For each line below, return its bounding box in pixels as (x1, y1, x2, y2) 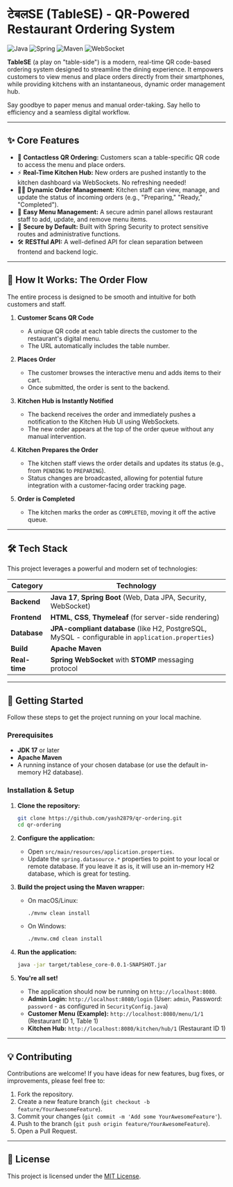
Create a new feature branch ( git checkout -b (17, 1097, 150, 1105)
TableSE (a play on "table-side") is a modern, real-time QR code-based (7, 58, 212, 66)
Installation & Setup (7, 786, 75, 795)
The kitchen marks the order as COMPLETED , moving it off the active (27, 508, 216, 516)
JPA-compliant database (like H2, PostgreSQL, (50, 624, 207, 634)
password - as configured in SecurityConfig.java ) (27, 1002, 169, 1011)
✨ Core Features (7, 135, 80, 146)
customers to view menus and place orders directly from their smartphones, (7, 72, 225, 80)
